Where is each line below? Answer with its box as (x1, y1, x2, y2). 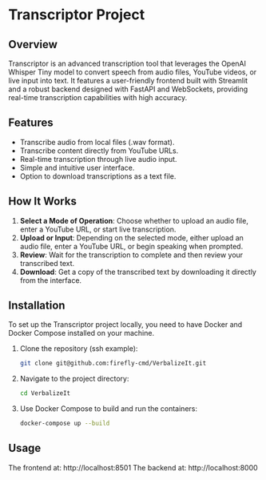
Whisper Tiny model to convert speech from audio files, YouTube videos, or (8, 67, 257, 77)
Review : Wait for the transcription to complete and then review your (19, 250, 244, 260)
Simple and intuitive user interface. (19, 163, 135, 172)
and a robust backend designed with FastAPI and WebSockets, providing (8, 84, 248, 94)
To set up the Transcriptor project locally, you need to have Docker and (8, 320, 243, 329)
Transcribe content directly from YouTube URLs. (19, 146, 179, 155)
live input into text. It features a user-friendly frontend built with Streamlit (8, 76, 248, 85)
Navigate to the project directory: (19, 374, 129, 384)
